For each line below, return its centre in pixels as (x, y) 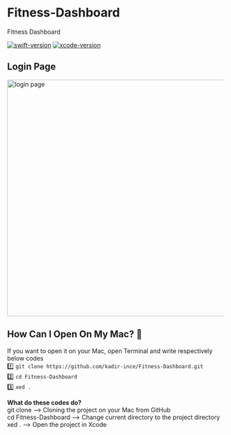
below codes (25, 358)
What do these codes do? (44, 402)
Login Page (32, 67)
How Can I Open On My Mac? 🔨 (75, 334)
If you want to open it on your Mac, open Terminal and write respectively (110, 351)
